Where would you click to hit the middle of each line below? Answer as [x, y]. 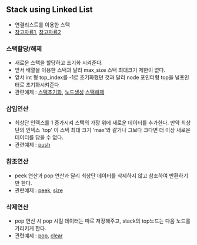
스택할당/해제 [24, 48]
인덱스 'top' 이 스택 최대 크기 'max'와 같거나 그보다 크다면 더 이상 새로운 [108, 130]
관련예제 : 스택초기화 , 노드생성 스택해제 [59, 92]
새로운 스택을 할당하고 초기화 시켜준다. [59, 63]
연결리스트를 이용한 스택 [42, 24]
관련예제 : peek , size [39, 190]
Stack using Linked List [49, 10]
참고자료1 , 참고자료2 [38, 32]
